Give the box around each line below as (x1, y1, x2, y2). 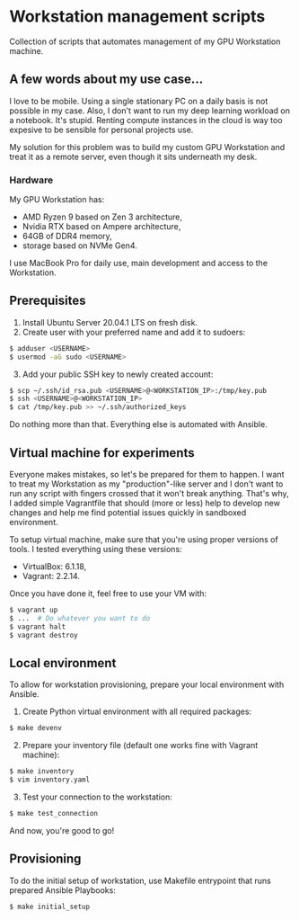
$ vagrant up (9, 605, 58, 615)
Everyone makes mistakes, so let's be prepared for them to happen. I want (9, 469, 285, 480)
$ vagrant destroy (9, 630, 78, 639)
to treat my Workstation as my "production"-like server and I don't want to (9, 478, 284, 489)
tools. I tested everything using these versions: (9, 544, 182, 555)
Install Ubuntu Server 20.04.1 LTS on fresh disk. (22, 317, 198, 327)
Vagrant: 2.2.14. (22, 571, 81, 582)
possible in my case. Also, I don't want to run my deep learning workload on (9, 105, 290, 116)
